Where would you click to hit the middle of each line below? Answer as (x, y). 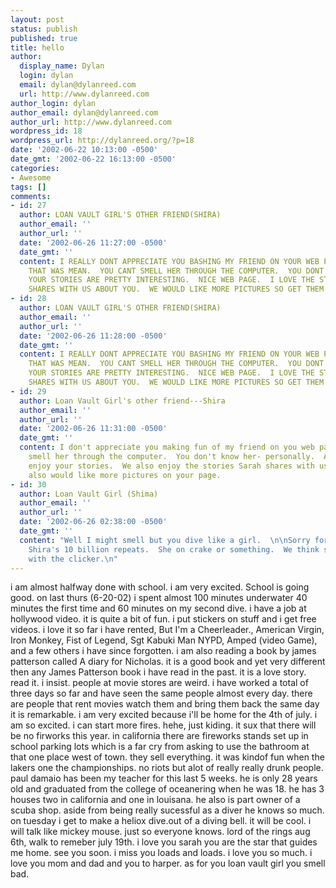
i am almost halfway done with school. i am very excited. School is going (160, 587)
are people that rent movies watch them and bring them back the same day (165, 704)
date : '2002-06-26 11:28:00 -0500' (93, 336)
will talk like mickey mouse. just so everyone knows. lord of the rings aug (160, 832)
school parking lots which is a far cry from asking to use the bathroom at (160, 747)
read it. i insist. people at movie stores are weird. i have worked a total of (159, 683)
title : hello (37, 47)
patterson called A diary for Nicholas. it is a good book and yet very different (168, 662)
